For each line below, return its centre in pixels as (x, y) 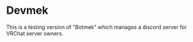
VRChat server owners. (35, 33)
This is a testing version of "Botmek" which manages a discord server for (96, 27)
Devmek (27, 10)
